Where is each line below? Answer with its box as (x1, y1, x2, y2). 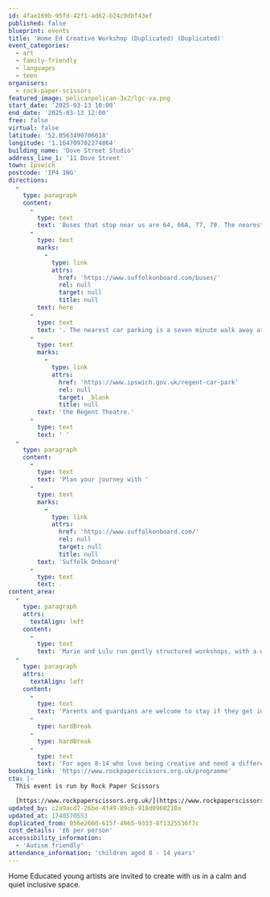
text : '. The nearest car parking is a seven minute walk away (37, 326, 253, 334)
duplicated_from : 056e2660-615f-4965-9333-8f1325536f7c (8, 819, 199, 827)
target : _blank (59, 393, 110, 401)
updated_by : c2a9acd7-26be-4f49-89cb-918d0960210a (8, 804, 182, 813)
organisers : (8, 79, 48, 87)
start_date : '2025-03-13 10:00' (8, 101, 117, 109)
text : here (37, 303, 74, 311)
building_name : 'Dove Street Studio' (8, 146, 135, 154)
